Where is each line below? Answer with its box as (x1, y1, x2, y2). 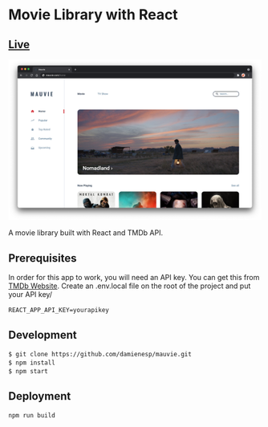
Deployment (8, 389, 71, 403)
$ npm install (8, 359, 56, 367)
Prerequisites (8, 251, 77, 265)
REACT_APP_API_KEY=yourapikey (8, 307, 110, 315)
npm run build (8, 412, 56, 420)
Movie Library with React (8, 6, 178, 24)
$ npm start (8, 367, 48, 375)
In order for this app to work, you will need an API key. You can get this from (8, 273, 260, 283)
